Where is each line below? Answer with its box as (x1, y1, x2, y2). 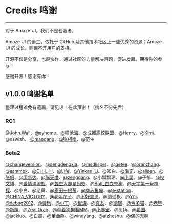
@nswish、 (5, 136, 29, 142)
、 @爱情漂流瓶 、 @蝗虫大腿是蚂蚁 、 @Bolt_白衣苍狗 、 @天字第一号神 (14, 181, 159, 187)
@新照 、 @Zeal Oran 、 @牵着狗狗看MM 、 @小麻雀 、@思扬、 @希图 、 (5, 207, 150, 213)
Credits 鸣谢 (5, 5, 57, 16)
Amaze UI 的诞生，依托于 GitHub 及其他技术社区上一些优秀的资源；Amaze (5, 38, 162, 44)
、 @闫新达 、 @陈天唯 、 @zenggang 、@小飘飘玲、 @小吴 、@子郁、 (14, 174, 156, 180)
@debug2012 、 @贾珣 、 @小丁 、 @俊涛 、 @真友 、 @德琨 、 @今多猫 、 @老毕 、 (5, 200, 167, 206)
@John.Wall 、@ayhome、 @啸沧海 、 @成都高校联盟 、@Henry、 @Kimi (5, 129, 154, 136)
